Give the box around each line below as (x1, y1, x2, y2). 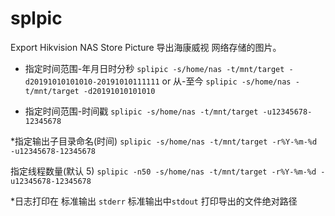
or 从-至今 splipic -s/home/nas (161, 75, 292, 87)
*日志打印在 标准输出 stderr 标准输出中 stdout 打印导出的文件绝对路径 (10, 195, 298, 207)
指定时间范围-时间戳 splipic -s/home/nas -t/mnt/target (24, 105, 259, 117)
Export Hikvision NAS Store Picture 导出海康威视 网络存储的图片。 (10, 41, 282, 53)
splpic (10, 7, 63, 30)
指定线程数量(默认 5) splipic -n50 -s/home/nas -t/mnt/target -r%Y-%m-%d (10, 165, 317, 177)
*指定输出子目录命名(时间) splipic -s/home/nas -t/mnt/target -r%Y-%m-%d (10, 135, 318, 147)
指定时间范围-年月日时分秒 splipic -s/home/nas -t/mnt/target (24, 62, 285, 74)
